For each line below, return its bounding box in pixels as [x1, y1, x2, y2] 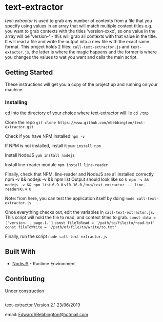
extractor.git [5, 124, 34, 130]
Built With [5, 248, 36, 256]
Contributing [5, 275, 45, 283]
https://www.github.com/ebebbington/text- [58, 121, 145, 125]
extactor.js [5, 50, 29, 55]
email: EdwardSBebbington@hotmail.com [5, 312, 89, 318]
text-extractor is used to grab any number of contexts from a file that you [5, 18, 152, 24]
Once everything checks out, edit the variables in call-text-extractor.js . [5, 209, 155, 215]
